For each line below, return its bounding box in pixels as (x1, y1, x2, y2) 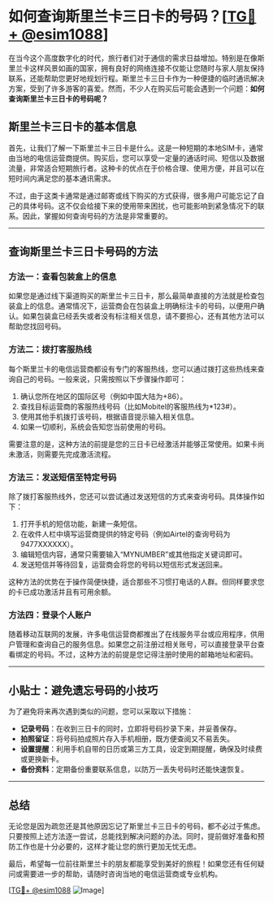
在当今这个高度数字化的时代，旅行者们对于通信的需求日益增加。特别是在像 (8, 53, 258, 63)
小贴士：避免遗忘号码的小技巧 (8, 684, 158, 697)
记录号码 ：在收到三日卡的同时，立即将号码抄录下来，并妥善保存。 (19, 724, 241, 734)
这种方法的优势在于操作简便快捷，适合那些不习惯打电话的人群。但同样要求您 (8, 577, 265, 587)
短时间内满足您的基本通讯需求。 (8, 173, 115, 183)
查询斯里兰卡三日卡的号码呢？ (8, 93, 108, 103)
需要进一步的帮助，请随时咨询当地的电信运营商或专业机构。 (22, 869, 222, 879)
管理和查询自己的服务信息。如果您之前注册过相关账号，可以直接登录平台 (15, 640, 258, 649)
